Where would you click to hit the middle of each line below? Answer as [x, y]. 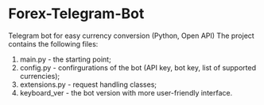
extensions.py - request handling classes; [88, 84]
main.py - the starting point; [65, 59]
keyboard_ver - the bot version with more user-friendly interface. [126, 92]
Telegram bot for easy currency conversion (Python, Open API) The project [131, 36]
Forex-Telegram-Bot [76, 14]
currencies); [40, 76]
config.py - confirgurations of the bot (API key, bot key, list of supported [138, 67]
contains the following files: [53, 43]
